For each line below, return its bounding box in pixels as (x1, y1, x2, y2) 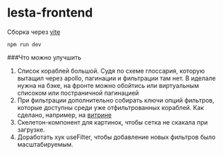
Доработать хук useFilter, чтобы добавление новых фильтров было (17, 133, 216, 141)
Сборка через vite (7, 28, 61, 36)
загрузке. (17, 125, 46, 134)
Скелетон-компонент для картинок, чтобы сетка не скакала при (17, 118, 209, 126)
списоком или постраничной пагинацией (17, 89, 139, 97)
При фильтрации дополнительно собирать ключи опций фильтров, (17, 95, 215, 104)
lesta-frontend (7, 5, 93, 21)
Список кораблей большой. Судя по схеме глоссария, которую (17, 66, 205, 75)
